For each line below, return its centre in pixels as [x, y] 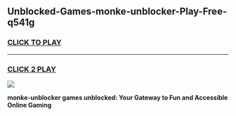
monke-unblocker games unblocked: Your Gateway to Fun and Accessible [118, 97]
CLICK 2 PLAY [32, 69]
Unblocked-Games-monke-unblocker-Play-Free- [117, 12]
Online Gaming [29, 105]
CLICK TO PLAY [34, 43]
